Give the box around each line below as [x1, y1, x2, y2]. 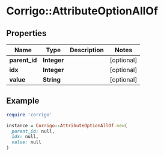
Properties [6, 28, 47, 38]
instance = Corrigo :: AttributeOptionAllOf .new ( [6, 122, 128, 128]
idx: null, [11, 134, 39, 140]
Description [70, 46, 104, 54]
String [43, 76, 61, 83]
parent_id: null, [11, 128, 55, 134]
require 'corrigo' [6, 112, 52, 118]
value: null [11, 139, 42, 145]
